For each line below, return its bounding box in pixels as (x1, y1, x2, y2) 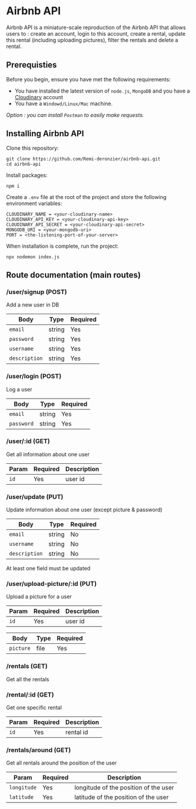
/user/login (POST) (6, 372, 62, 381)
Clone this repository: (6, 144, 59, 151)
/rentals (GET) (6, 662, 48, 671)
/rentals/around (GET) (6, 745, 71, 754)
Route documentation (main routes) (6, 270, 141, 280)
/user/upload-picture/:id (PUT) (6, 580, 97, 588)
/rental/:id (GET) (6, 690, 55, 699)
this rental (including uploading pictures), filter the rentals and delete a (6, 36, 178, 43)
